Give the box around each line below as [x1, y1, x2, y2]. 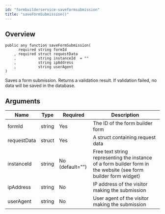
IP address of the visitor [93, 181, 148, 187]
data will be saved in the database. [5, 83, 76, 89]
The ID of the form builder [93, 120, 153, 127]
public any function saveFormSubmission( [5, 43, 91, 48]
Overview [5, 30, 36, 38]
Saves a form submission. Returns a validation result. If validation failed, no [5, 77, 157, 84]
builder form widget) [93, 173, 140, 180]
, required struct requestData [14, 52, 78, 57]
